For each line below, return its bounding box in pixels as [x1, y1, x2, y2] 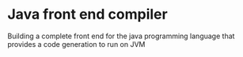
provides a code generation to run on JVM [7, 39, 146, 48]
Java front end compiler [7, 5, 168, 23]
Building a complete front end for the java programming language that [7, 31, 235, 41]
